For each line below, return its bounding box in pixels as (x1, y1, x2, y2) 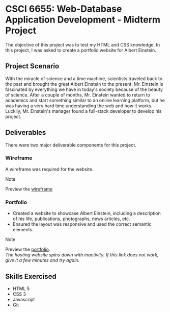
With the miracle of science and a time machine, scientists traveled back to (5, 75, 163, 82)
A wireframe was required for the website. (5, 166, 94, 172)
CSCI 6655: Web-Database (5, 3, 122, 15)
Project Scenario (5, 62, 60, 70)
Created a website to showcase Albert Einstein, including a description (12, 210, 161, 217)
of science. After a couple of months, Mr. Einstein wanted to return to (5, 91, 150, 98)
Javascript (12, 296, 35, 302)
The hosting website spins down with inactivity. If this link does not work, (5, 252, 159, 258)
